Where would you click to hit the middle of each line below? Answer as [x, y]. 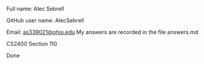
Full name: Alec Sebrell [35, 9]
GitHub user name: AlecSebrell [45, 20]
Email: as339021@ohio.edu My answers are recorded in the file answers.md [102, 32]
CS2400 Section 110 [32, 44]
